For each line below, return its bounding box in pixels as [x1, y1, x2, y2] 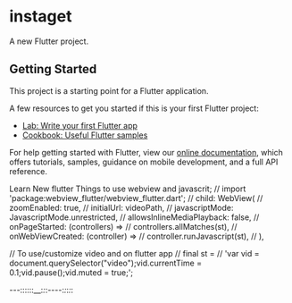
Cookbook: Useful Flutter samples [21, 130, 148, 140]
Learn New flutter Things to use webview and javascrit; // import [9, 183, 246, 194]
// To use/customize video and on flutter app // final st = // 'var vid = [9, 248, 261, 258]
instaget [9, 6, 72, 27]
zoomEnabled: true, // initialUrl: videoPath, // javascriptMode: [9, 202, 234, 213]
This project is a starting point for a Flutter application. [9, 85, 209, 96]
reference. [9, 165, 47, 176]
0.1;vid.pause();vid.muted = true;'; [9, 266, 134, 278]
